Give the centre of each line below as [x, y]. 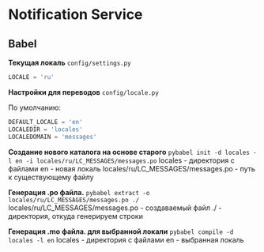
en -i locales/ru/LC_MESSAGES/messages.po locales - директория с [125, 160]
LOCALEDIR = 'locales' [45, 129]
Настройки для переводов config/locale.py [84, 92]
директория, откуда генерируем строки [76, 216]
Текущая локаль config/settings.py [70, 62]
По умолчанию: [35, 107]
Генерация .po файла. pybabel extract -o [79, 192]
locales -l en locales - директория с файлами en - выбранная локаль [126, 239]
